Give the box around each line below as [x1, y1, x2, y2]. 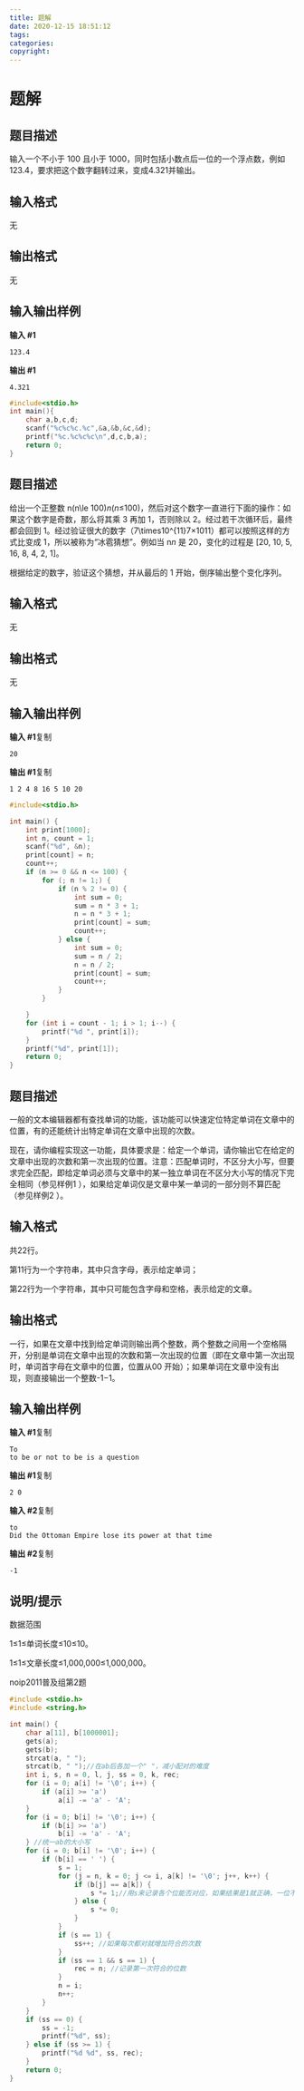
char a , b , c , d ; [25, 415, 79, 424]
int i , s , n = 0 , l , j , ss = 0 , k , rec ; [25, 1770, 180, 1780]
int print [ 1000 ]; [25, 825, 91, 834]
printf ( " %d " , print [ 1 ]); [25, 1044, 119, 1053]
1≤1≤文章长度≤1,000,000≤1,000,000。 [9, 1658, 151, 1668]
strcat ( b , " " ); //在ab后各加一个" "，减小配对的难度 [25, 1762, 210, 1771]
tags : [9, 30, 30, 39]
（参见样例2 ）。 [9, 1190, 69, 1201]
